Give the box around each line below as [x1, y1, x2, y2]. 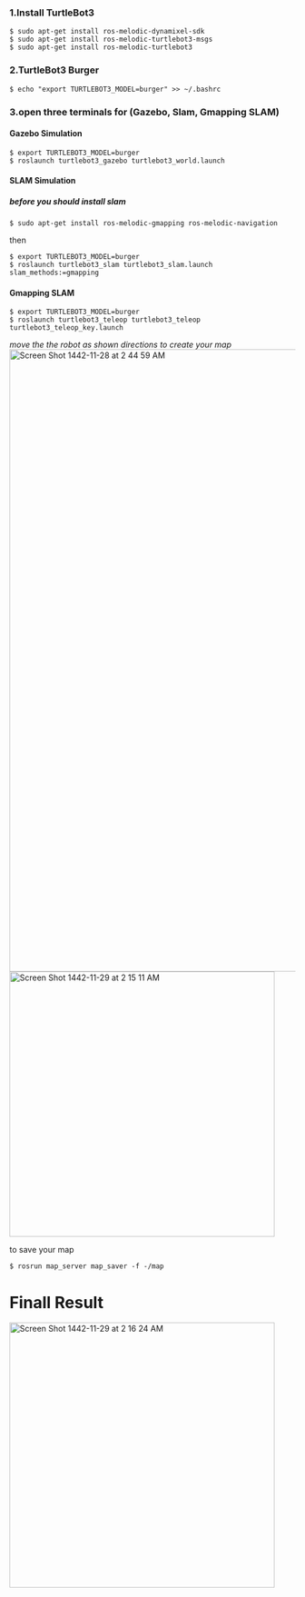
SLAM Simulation [9, 175, 76, 186]
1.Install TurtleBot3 [9, 6, 95, 19]
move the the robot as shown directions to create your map [9, 339, 232, 351]
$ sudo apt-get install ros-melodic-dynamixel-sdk [9, 27, 205, 36]
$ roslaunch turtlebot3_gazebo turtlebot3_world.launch [9, 156, 225, 165]
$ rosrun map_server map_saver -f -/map [9, 1262, 165, 1271]
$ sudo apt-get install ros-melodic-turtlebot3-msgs [9, 35, 213, 45]
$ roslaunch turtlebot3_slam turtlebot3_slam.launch [9, 261, 213, 270]
